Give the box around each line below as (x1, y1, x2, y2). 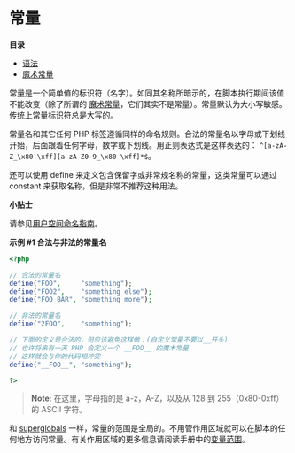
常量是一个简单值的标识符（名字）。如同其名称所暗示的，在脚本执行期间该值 (9, 88, 285, 98)
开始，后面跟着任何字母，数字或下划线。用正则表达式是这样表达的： (9, 139, 258, 150)
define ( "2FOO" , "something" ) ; (9, 319, 133, 328)
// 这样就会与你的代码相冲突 (9, 351, 101, 361)
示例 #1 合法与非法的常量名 (9, 236, 107, 248)
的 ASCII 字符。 (30, 404, 88, 415)
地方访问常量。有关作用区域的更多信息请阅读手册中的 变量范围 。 (16, 434, 250, 445)
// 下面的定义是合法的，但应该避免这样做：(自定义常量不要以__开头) (9, 335, 229, 345)
